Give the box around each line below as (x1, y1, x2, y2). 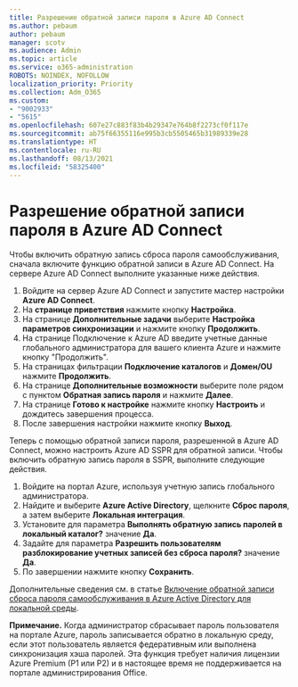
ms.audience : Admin (9, 46, 82, 55)
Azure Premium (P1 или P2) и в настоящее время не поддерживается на (9, 658, 282, 669)
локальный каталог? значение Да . (21, 528, 157, 540)
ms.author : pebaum (9, 21, 77, 30)
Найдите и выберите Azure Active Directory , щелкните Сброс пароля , (21, 501, 290, 511)
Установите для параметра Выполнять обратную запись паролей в (21, 519, 283, 530)
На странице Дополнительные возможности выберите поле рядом (21, 380, 285, 391)
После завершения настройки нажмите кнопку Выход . (21, 418, 233, 429)
